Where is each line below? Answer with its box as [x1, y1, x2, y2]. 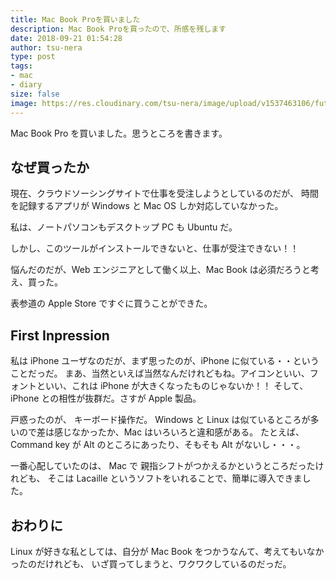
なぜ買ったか [10, 159, 90, 176]
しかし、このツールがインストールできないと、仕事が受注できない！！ [10, 242, 300, 255]
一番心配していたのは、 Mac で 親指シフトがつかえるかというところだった [10, 460, 316, 472]
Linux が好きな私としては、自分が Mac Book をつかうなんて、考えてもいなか [10, 545, 325, 557]
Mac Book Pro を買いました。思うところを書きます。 [10, 127, 228, 139]
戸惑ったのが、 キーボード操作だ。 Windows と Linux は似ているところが [10, 414, 311, 426]
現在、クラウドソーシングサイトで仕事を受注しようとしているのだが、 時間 [10, 187, 319, 200]
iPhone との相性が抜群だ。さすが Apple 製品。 [10, 392, 202, 405]
